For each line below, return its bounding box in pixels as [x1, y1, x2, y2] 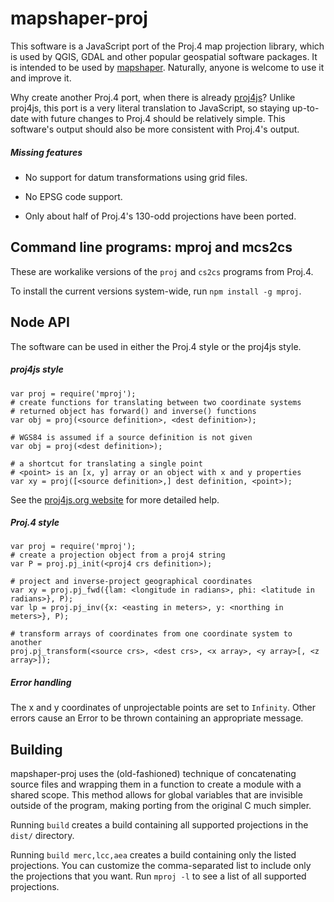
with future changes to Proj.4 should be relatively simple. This [30, 112, 286, 124]
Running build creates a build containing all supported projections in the [10, 819, 309, 831]
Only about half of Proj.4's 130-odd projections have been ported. [24, 210, 297, 222]
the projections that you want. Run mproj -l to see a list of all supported [10, 870, 307, 882]
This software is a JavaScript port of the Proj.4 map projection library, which [10, 40, 325, 52]
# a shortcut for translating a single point [10, 458, 203, 469]
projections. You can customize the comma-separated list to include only [10, 860, 312, 872]
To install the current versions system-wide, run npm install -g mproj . [10, 285, 302, 297]
